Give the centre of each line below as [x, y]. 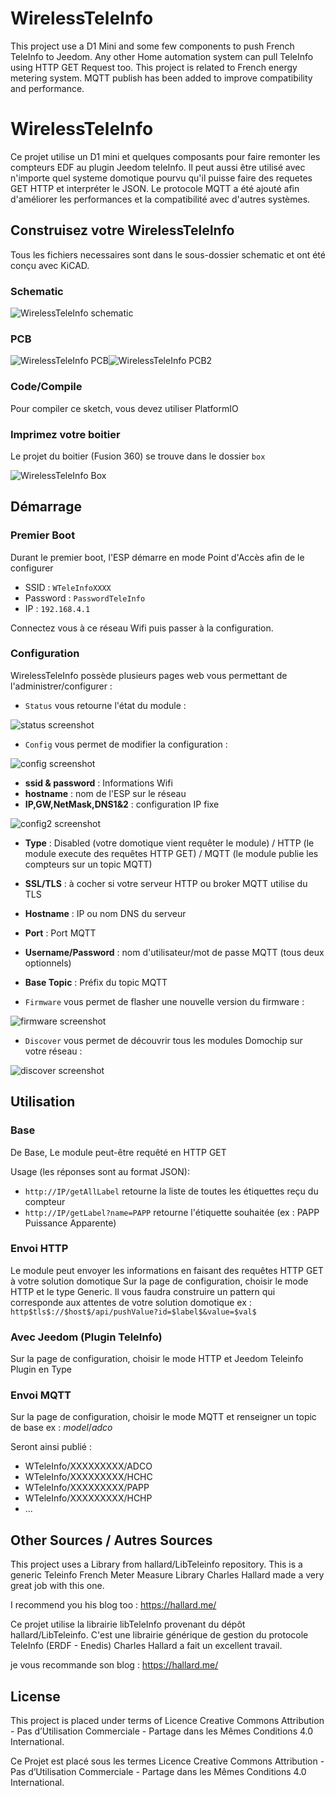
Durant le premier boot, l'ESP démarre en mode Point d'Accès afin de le [157, 557]
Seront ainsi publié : [51, 1447]
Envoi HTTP [39, 1249]
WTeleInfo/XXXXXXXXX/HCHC [88, 1477]
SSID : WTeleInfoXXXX [68, 587]
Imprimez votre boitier [65, 434]
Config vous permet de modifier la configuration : [126, 744]
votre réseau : [53, 1051]
